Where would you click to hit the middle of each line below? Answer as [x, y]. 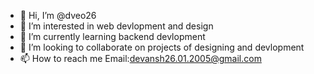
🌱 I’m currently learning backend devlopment [112, 36]
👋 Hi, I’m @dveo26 [58, 15]
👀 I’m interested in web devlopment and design [116, 26]
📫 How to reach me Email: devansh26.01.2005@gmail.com [140, 58]
